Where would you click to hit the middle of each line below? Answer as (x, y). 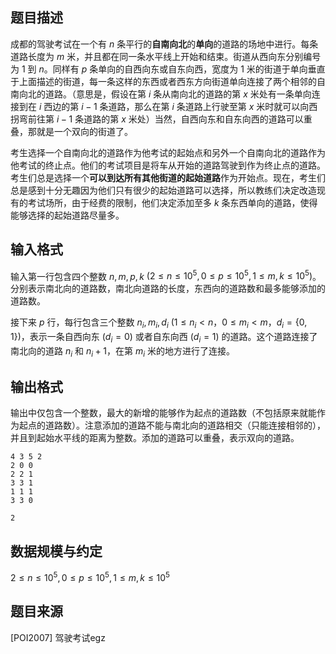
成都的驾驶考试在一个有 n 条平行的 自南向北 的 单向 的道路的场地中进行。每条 (164, 44)
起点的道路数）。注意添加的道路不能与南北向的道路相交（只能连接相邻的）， (172, 425)
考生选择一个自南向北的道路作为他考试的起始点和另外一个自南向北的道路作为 (168, 152)
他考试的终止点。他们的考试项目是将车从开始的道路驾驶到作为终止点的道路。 (168, 165)
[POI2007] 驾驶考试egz (58, 637)
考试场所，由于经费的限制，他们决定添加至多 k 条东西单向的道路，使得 (172, 202)
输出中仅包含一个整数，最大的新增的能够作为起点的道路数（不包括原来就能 (163, 413)
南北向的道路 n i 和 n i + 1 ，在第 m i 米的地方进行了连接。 (123, 351)
